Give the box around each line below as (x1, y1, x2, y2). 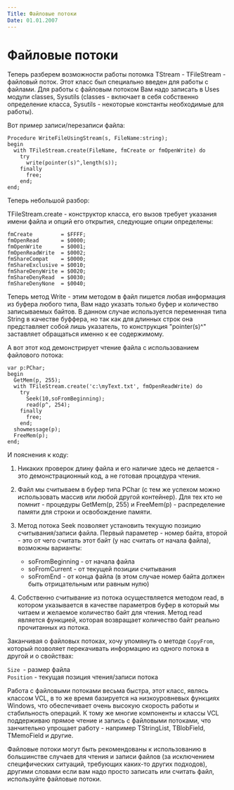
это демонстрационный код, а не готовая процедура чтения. (17, 472, 201, 480)
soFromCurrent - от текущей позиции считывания (27, 565, 176, 574)
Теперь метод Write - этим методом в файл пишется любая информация (7, 292, 226, 301)
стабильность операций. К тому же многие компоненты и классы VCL (7, 709, 219, 718)
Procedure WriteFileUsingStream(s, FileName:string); (7, 135, 169, 142)
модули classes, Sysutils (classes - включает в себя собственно (7, 93, 199, 101)
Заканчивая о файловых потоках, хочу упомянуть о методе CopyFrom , (7, 637, 215, 645)
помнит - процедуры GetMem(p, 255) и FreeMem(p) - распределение (17, 500, 226, 509)
